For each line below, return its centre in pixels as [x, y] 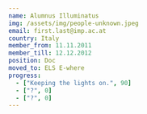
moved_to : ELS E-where [46, 68]
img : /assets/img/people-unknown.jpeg [73, 23]
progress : [25, 75]
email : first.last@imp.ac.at [57, 31]
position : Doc [32, 61]
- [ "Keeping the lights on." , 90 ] [73, 83]
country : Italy [34, 38]
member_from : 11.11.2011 [50, 46]
